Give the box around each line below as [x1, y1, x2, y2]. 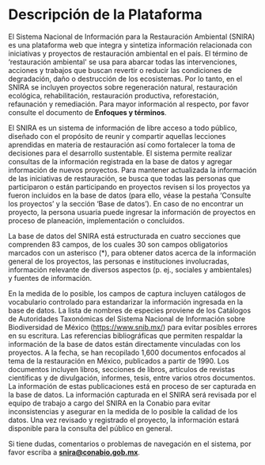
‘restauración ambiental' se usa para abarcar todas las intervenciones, [8, 57, 237, 67]
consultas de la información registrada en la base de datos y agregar [8, 156, 233, 166]
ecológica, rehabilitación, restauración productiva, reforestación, [8, 90, 219, 100]
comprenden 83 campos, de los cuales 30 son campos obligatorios [8, 240, 228, 249]
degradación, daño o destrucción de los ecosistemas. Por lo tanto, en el [8, 74, 243, 83]
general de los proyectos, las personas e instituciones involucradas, [8, 256, 229, 266]
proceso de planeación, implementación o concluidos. [8, 216, 185, 225]
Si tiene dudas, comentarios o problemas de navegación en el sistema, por [8, 439, 252, 448]
